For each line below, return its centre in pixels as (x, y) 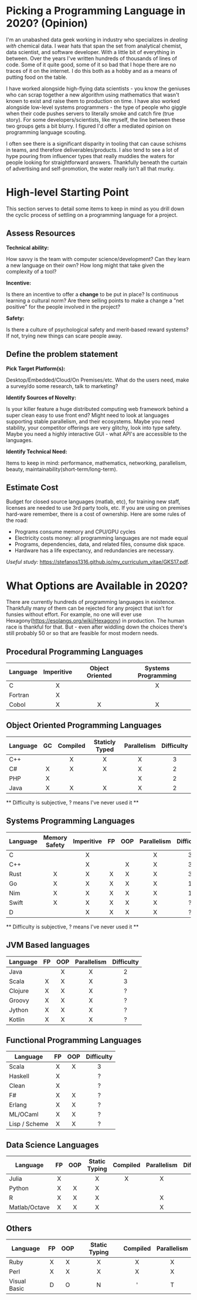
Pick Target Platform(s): (36, 368)
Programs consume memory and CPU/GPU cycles (75, 532)
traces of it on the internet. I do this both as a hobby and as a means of (92, 71)
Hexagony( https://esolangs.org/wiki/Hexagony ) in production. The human (95, 621)
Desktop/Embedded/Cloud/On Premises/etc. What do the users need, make (98, 380)
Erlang (18, 1105)
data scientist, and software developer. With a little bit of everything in (91, 52)
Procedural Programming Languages (75, 652)
